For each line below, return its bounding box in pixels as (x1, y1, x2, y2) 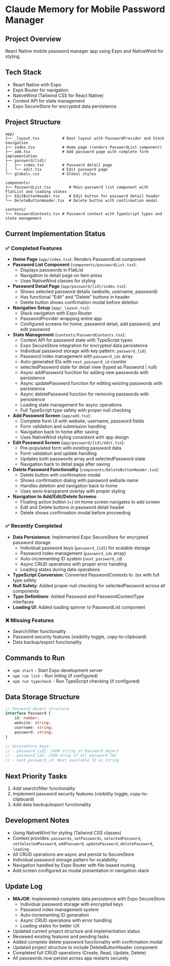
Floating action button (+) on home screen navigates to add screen (20, 499, 160, 505)
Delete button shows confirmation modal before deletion (20, 299, 139, 306)
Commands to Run (5, 654, 65, 662)
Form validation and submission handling (20, 423, 106, 429)
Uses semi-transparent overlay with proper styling (20, 488, 126, 494)
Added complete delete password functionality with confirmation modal (12, 939, 163, 945)
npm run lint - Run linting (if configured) (12, 673, 98, 679)
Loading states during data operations (20, 566, 100, 572)
